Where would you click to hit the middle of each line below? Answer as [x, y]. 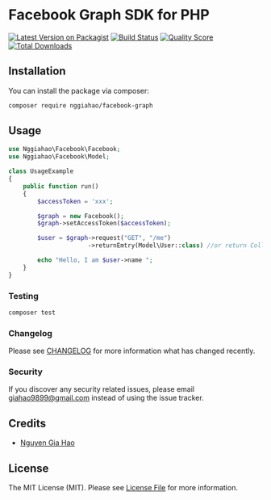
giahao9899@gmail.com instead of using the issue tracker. [106, 398]
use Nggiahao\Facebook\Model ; [59, 157]
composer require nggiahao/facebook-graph [81, 105]
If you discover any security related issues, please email [102, 389]
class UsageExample [41, 171]
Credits [27, 423]
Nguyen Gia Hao [47, 443]
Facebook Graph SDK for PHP [109, 15]
